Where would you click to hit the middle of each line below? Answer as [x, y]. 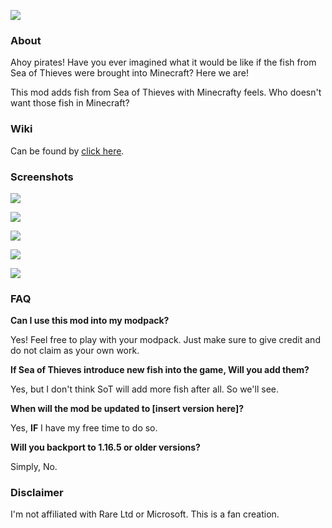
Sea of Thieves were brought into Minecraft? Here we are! [129, 73]
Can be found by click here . [67, 151]
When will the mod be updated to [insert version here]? [127, 409]
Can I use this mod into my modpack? [90, 321]
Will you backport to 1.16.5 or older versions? [105, 447]
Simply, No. [34, 467]
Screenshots [42, 177]
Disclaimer [37, 493]
